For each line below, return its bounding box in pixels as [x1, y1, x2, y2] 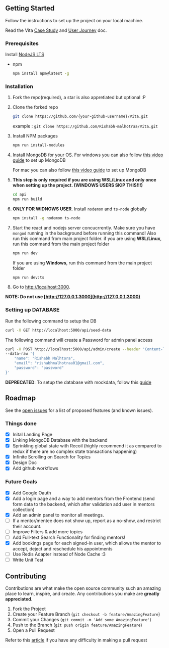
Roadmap [5, 394, 36, 402]
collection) [12, 506, 35, 513]
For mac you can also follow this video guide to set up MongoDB [12, 167, 147, 173]
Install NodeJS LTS [5, 52, 44, 58]
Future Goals [5, 478, 37, 485]
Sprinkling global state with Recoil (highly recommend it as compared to [12, 443, 162, 449]
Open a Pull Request [12, 627, 55, 633]
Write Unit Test [12, 557, 44, 563]
